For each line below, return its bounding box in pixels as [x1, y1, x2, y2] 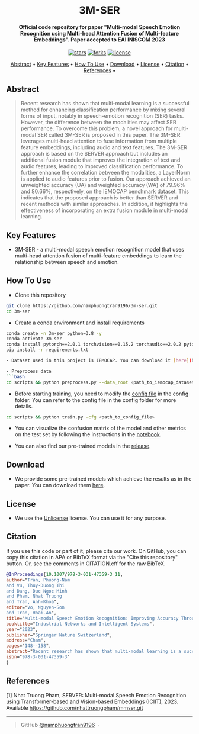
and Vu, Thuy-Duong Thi [6, 582, 65, 588]
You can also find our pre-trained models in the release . [14, 442, 151, 450]
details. [14, 403, 33, 410]
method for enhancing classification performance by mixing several [20, 106, 186, 113]
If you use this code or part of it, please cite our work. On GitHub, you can [6, 547, 187, 554]
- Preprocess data [6, 368, 52, 374]
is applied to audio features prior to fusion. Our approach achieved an [20, 175, 191, 182]
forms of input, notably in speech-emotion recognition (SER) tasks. [20, 112, 184, 120]
